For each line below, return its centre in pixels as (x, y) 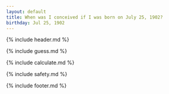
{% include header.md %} (38, 40)
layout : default (26, 12)
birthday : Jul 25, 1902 (36, 23)
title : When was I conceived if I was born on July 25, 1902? (84, 17)
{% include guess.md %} (36, 51)
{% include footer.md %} (36, 86)
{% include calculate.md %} (40, 62)
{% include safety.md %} (37, 74)
